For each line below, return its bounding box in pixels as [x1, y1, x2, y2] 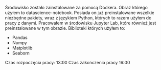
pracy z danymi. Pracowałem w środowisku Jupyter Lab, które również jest [5, 20, 157, 26]
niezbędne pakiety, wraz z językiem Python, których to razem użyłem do [5, 15, 152, 20]
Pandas [12, 35, 28, 40]
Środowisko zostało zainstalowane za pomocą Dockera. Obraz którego [5, 5, 148, 10]
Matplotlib [12, 45, 33, 51]
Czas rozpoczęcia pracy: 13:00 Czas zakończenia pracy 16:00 [5, 60, 131, 65]
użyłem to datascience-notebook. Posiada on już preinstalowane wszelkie [5, 10, 155, 16]
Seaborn [12, 50, 30, 56]
